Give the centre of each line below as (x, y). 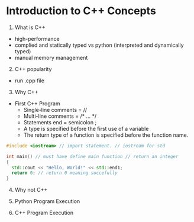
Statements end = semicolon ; (60, 122)
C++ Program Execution (44, 213)
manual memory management (51, 57)
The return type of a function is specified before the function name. (106, 135)
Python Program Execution (47, 201)
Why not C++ (31, 190)
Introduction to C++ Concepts (81, 11)
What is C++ (30, 27)
